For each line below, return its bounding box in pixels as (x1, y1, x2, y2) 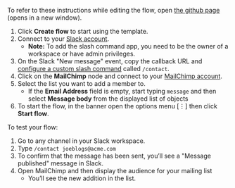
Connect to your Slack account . (17, 35, 110, 43)
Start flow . (17, 109, 49, 118)
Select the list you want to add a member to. (17, 80, 146, 87)
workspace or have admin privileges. (27, 49, 136, 58)
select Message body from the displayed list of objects (27, 94, 189, 103)
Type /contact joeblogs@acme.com (17, 144, 116, 152)
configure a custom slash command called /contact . (17, 65, 170, 73)
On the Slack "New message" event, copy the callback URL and (17, 57, 203, 65)
